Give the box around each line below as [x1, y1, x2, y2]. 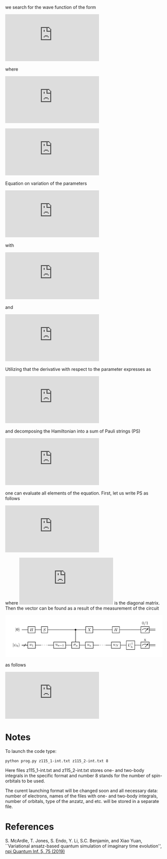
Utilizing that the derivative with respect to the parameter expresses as [5, 366, 151, 372]
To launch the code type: [5, 748, 56, 754]
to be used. [21, 778, 45, 784]
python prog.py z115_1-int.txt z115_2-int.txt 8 [5, 758, 108, 763]
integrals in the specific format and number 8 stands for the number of [5, 772, 151, 778]
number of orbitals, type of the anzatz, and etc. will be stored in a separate [5, 798, 159, 804]
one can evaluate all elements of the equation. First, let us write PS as [5, 490, 148, 496]
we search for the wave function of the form [5, 5, 96, 10]
